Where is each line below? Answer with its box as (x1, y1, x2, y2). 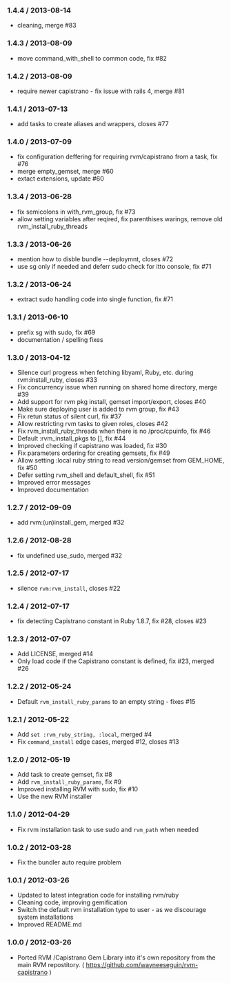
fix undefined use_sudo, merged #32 (17, 551, 123, 560)
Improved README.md (17, 920, 82, 929)
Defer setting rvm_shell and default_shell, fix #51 (17, 471, 155, 479)
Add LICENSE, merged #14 (17, 650, 94, 658)
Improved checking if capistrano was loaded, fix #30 (17, 441, 168, 449)
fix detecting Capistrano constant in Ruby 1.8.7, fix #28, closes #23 (17, 617, 207, 625)
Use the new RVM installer (17, 792, 93, 801)
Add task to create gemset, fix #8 (17, 771, 112, 779)
